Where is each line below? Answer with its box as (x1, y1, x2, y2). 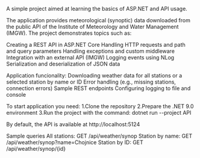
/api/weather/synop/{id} (6, 145, 66, 152)
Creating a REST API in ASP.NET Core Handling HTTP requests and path (6, 41, 186, 48)
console (6, 91, 27, 98)
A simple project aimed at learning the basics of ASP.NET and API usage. (6, 5, 188, 12)
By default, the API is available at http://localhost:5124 (6, 121, 140, 128)
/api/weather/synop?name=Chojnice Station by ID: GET (6, 139, 143, 146)
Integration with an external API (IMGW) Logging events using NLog (6, 54, 175, 61)
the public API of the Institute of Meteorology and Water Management (6, 23, 179, 30)
